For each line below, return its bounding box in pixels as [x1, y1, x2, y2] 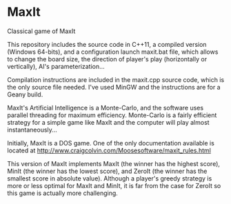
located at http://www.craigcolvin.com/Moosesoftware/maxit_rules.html [7, 146, 212, 154]
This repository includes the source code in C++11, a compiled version [7, 40, 207, 48]
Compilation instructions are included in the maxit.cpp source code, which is [7, 75, 225, 83]
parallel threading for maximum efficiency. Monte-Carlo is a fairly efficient [7, 111, 217, 119]
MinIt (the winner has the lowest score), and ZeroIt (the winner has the [7, 167, 208, 175]
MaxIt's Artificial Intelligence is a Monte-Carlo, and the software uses [7, 103, 204, 112]
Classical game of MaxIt [7, 27, 76, 35]
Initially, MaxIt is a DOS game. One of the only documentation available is [7, 139, 215, 147]
